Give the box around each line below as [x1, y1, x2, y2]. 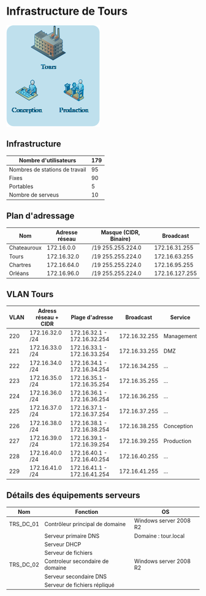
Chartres [9, 261, 32, 268]
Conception [163, 423, 193, 430]
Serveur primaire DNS [44, 532, 100, 540]
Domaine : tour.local [134, 532, 185, 540]
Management [163, 332, 197, 339]
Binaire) [110, 235, 131, 243]
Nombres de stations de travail [9, 165, 86, 173]
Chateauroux [9, 244, 42, 252]
